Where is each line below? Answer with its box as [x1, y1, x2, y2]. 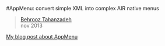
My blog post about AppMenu [6, 33, 78, 40]
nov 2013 [20, 22, 43, 29]
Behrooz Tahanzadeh [20, 16, 72, 22]
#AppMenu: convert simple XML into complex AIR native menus [6, 5, 159, 11]
